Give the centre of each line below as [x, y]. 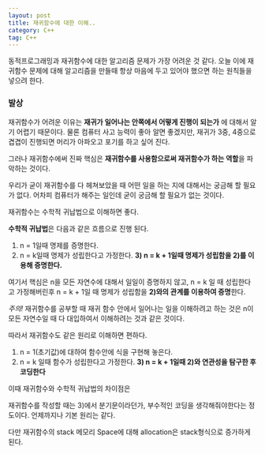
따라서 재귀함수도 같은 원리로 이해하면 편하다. [78, 335]
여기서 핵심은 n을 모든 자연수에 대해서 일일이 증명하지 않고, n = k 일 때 [116, 282]
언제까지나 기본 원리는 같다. [73, 415]
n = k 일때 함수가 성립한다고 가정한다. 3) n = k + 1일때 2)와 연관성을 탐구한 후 [138, 362]
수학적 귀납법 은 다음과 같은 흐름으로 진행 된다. [78, 228]
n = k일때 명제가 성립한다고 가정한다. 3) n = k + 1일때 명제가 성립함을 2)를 [133, 255]
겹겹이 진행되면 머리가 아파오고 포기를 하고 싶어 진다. [89, 141]
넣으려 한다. [26, 81]
